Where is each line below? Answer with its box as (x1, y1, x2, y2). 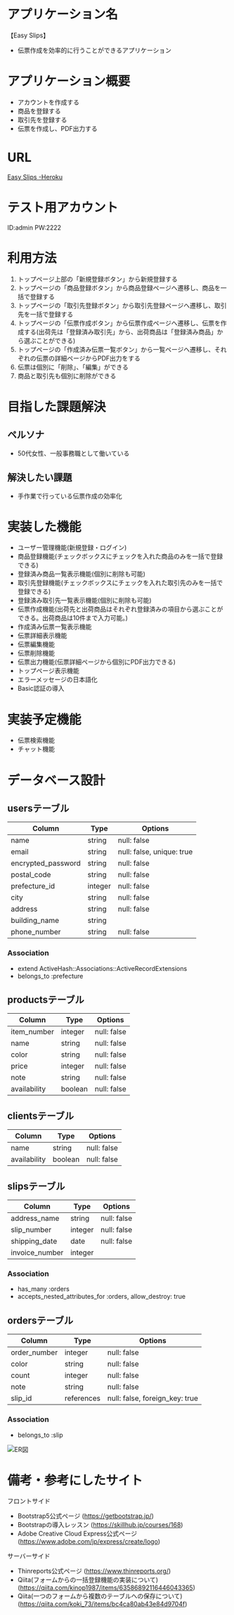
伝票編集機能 (17, 640, 55, 648)
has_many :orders (17, 1285, 70, 1293)
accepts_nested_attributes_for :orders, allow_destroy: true (17, 1293, 186, 1301)
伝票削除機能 (17, 649, 55, 658)
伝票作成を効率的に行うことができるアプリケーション (17, 46, 172, 54)
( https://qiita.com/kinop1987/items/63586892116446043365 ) (17, 1583, 195, 1592)
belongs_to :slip (17, 1431, 63, 1439)
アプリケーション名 (7, 6, 118, 23)
